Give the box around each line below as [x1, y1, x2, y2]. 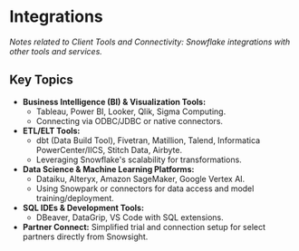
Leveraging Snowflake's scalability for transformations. [35, 154, 242, 165]
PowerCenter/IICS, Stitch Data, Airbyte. [35, 144, 183, 155]
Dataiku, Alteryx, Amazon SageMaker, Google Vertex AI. [35, 173, 246, 184]
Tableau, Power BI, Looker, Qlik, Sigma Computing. [35, 106, 227, 117]
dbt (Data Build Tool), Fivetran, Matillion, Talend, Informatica [35, 134, 261, 146]
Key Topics [9, 72, 74, 88]
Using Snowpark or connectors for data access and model [35, 183, 255, 194]
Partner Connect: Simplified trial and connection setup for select [22, 221, 265, 232]
